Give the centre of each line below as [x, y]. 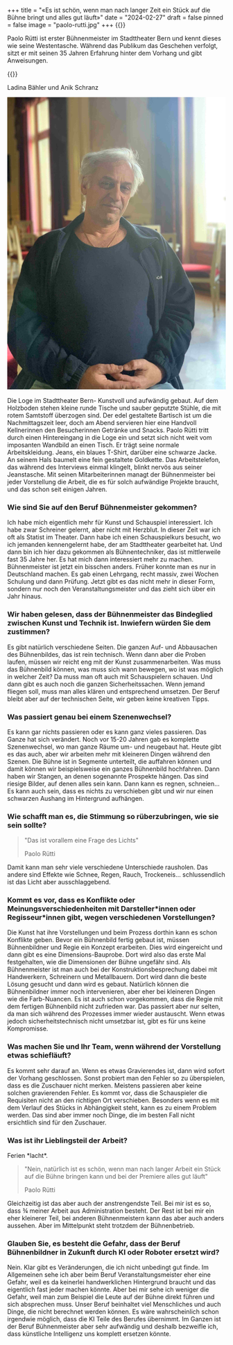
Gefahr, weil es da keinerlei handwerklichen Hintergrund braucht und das [112, 1282]
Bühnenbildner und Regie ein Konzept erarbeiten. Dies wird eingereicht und [115, 947]
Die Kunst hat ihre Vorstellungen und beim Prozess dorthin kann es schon [112, 932]
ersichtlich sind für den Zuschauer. [57, 1122]
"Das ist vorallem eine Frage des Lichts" [81, 841]
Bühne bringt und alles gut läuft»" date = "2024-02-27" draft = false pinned [115, 17]
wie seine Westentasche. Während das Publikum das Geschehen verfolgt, [113, 46]
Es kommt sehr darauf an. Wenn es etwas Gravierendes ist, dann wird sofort [116, 1070]
